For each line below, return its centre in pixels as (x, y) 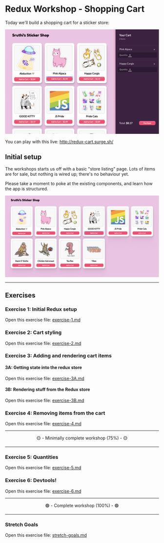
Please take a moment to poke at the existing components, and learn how (79, 183)
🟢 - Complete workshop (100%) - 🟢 (82, 505)
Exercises (20, 295)
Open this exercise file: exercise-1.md (43, 320)
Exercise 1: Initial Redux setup (41, 309)
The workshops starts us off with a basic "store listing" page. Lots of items (80, 169)
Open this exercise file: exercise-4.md (43, 424)
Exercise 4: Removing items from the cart (55, 413)
